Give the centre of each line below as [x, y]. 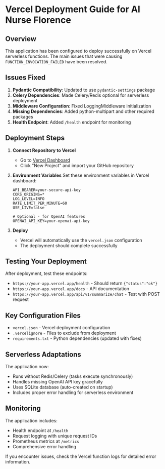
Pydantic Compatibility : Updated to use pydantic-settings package [84, 90]
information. [18, 461]
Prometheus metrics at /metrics [46, 441]
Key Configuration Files [43, 315]
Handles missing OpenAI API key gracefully [58, 382]
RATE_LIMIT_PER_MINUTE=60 [40, 203]
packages [23, 116]
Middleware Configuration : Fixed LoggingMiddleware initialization [82, 106]
